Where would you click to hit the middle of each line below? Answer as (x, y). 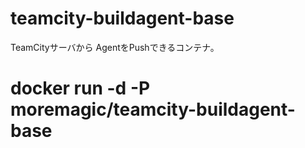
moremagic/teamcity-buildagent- (153, 109)
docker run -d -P (80, 88)
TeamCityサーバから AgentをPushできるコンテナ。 (115, 47)
